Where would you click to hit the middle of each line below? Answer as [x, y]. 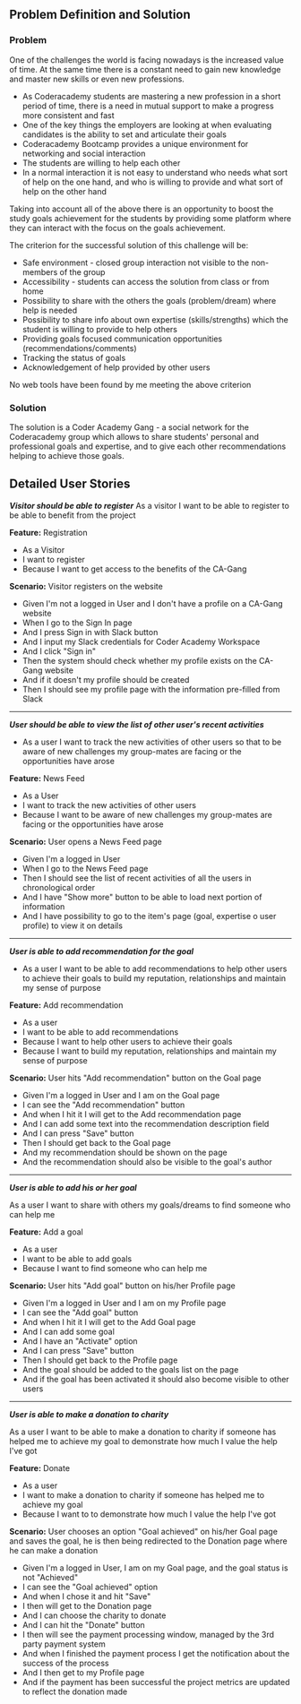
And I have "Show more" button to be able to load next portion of [142, 897]
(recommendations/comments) [79, 348]
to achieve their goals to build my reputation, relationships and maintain [154, 978]
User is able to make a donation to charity [89, 1414]
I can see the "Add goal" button [80, 1312]
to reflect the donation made [75, 1691]
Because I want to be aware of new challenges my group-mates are [147, 814]
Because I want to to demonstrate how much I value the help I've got [149, 1514]
